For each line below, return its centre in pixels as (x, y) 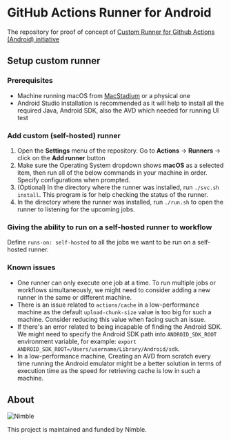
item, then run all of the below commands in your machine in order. (112, 172)
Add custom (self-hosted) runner (64, 135)
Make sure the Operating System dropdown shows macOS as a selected (120, 165)
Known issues (31, 267)
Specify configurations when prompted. (74, 180)
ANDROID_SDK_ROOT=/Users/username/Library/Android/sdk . (99, 348)
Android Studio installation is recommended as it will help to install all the (120, 103)
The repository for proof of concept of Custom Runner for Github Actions (111, 32)
